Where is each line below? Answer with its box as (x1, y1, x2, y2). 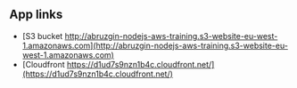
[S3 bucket (21, 30, 63, 41)
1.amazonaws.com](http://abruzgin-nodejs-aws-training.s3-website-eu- (21, 40, 288, 51)
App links (9, 7, 63, 22)
